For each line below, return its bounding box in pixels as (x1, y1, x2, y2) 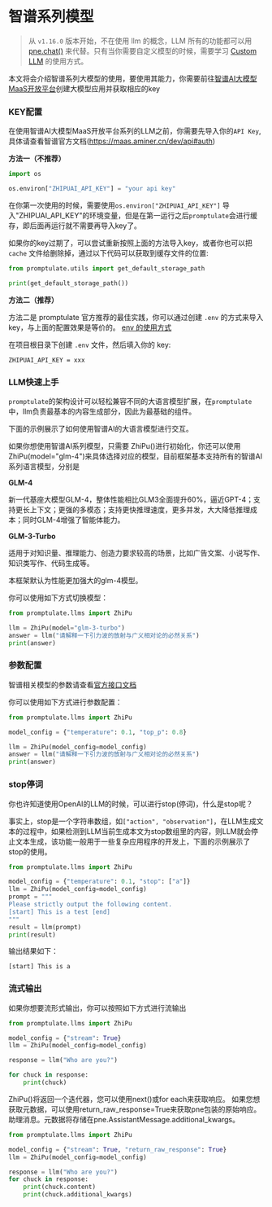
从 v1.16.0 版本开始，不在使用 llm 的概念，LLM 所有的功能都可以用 (28, 36, 253, 46)
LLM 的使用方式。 (28, 56, 89, 66)
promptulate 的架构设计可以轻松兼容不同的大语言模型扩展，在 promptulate (8, 397, 253, 406)
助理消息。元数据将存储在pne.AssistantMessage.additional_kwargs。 (8, 1114, 240, 1124)
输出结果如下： (8, 946, 58, 956)
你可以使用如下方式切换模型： (8, 593, 108, 603)
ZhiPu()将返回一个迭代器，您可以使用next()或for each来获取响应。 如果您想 (8, 1094, 261, 1104)
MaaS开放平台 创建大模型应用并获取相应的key (8, 83, 161, 94)
